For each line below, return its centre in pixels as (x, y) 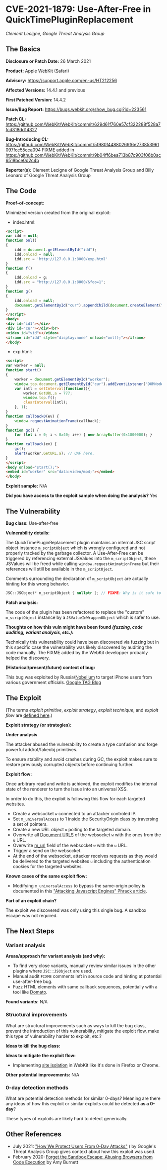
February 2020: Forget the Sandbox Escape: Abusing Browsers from (83, 1157)
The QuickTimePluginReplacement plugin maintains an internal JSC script (81, 542)
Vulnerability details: (28, 533)
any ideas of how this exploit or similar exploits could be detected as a (77, 1103)
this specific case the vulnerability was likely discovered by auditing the (79, 647)
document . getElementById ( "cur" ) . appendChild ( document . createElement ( (88, 305)
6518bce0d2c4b (22, 160)
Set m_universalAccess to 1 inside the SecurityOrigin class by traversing (85, 819)
